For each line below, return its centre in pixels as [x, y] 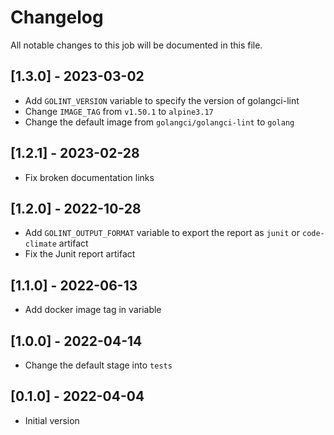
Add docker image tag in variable [93, 310]
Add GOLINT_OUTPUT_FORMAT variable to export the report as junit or [162, 233]
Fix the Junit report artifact [80, 254]
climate [40, 244]
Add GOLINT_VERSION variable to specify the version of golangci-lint [162, 100]
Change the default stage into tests [98, 365]
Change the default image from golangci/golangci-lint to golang [159, 122]
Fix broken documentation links [89, 177]
